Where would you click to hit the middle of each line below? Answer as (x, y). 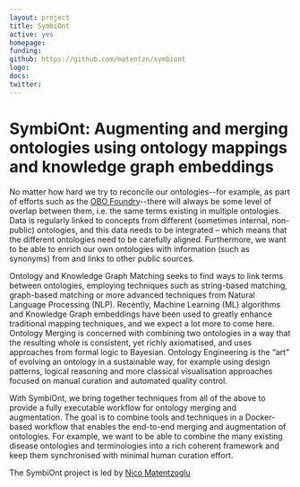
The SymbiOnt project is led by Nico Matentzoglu (100, 473)
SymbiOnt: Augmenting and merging (149, 129)
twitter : (26, 84)
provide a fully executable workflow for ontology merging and (123, 407)
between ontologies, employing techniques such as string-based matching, (149, 285)
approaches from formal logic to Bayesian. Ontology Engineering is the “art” (149, 352)
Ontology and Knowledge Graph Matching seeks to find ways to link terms (146, 275)
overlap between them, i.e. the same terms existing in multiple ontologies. (146, 211)
